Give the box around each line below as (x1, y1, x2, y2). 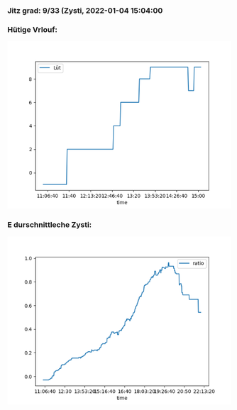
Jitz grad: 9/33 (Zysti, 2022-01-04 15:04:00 (7, 6, 163, 16)
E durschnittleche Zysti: (7, 220, 92, 230)
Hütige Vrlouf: (7, 24, 58, 34)
